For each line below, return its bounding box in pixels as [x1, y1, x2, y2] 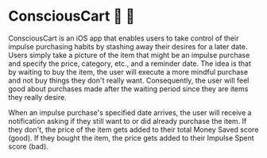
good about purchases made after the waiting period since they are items [8, 83, 249, 94]
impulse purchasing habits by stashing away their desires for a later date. [8, 41, 248, 51]
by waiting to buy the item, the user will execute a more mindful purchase [8, 67, 249, 76]
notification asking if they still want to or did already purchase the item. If [8, 116, 247, 125]
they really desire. [8, 92, 68, 102]
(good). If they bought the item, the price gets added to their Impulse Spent [8, 133, 254, 142]
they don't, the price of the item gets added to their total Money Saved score [8, 125, 259, 134]
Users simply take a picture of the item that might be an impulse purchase [8, 50, 250, 60]
